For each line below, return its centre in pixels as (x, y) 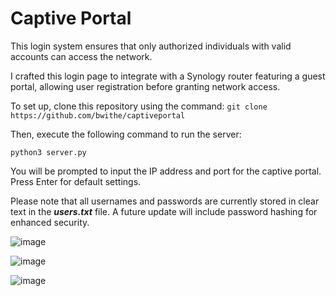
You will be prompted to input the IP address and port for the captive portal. (166, 171)
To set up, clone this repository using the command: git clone (139, 106)
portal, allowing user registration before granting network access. (145, 86)
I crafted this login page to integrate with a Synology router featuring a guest (168, 76)
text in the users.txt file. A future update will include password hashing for (164, 211)
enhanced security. (50, 222)
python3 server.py (48, 152)
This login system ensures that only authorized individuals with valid (151, 46)
